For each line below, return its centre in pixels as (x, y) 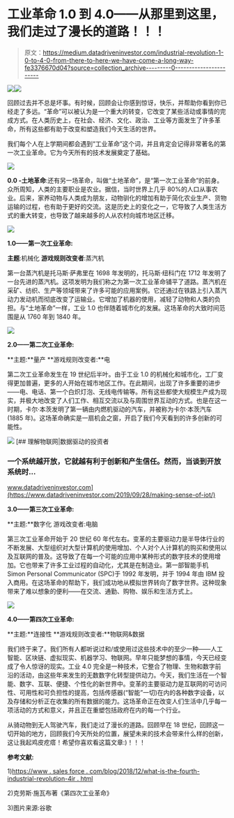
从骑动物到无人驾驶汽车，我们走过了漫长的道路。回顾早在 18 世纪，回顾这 (113, 725)
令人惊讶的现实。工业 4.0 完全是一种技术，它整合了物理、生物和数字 (117, 666)
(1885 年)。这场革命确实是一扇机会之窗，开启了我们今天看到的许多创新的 (112, 418)
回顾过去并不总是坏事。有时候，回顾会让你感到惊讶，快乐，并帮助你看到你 (114, 103)
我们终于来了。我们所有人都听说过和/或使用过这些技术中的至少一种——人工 (115, 649)
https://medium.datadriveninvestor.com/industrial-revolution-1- (133, 52)
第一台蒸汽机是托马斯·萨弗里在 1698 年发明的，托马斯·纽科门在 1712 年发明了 (117, 272)
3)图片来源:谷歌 (30, 808)
